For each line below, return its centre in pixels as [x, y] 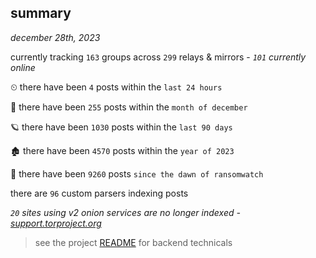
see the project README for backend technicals [133, 242]
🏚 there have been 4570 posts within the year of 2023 [122, 150]
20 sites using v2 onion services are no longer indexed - [125, 212]
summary [41, 13]
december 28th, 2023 [55, 37]
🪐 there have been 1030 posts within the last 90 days [121, 127]
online [23, 67]
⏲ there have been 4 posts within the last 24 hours [116, 87]
